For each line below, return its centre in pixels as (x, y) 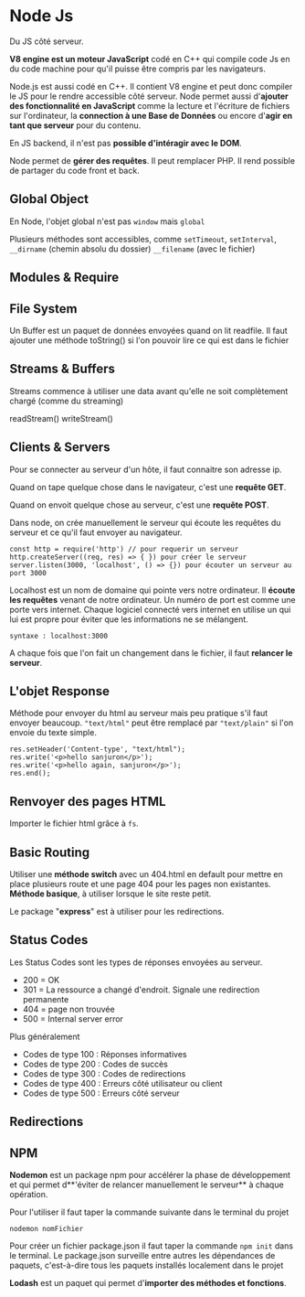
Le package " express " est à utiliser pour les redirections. (117, 912)
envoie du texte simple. (53, 733)
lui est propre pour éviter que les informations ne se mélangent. (129, 619)
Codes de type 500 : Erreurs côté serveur (101, 1093)
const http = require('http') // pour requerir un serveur (124, 549)
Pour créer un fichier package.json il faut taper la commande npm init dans (152, 1246)
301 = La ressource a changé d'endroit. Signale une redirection (141, 990)
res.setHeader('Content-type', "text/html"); (97, 750)
